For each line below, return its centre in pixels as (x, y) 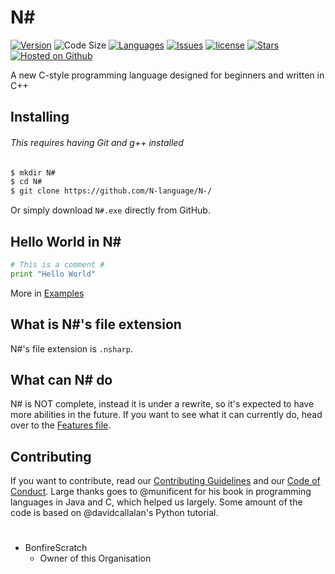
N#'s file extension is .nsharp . (71, 348)
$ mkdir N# (33, 172)
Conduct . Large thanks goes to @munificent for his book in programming (161, 492)
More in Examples (47, 293)
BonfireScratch (56, 548)
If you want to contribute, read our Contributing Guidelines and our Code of (165, 481)
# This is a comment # (57, 264)
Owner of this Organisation (95, 558)
